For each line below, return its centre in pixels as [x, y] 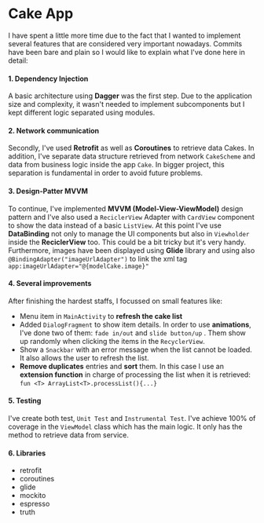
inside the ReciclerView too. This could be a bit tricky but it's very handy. [127, 242]
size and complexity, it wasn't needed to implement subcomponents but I [126, 104]
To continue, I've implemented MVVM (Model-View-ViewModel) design [126, 208]
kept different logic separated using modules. [82, 113]
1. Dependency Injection [48, 79]
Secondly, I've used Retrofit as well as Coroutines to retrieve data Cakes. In [131, 148]
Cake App [41, 14]
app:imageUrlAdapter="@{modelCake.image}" [79, 266]
